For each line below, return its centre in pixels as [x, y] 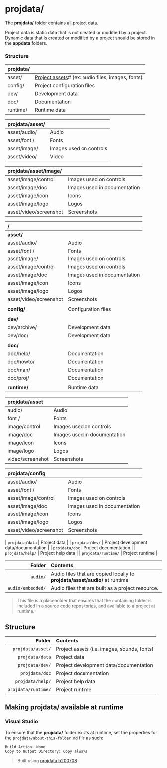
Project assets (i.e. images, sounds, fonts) [105, 649]
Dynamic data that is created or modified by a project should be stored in [80, 38]
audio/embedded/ [27, 588]
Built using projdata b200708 [47, 760]
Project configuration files [65, 86]
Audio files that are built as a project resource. [104, 588]
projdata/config [27, 473]
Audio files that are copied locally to [92, 574]
